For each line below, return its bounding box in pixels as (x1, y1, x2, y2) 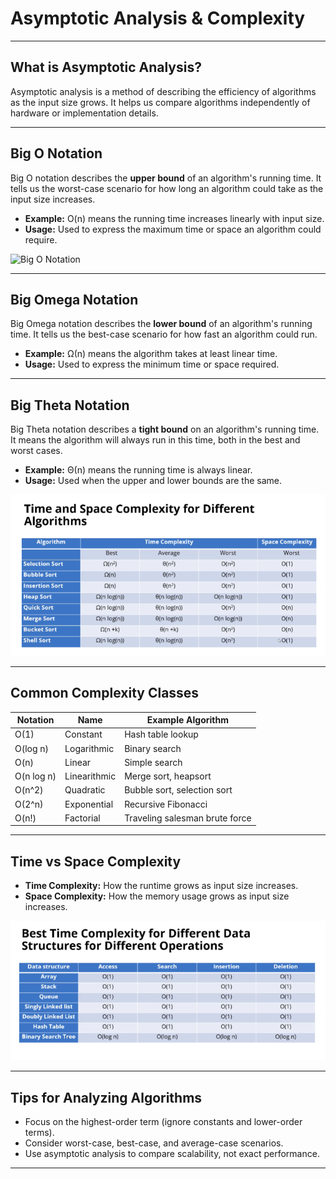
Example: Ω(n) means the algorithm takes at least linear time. (24, 348, 278, 360)
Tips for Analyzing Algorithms (10, 1089, 203, 1106)
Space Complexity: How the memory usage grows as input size (24, 890, 290, 902)
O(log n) (14, 742, 50, 754)
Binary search (124, 742, 182, 754)
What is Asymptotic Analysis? (10, 59, 202, 76)
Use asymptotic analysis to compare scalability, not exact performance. (24, 1148, 320, 1160)
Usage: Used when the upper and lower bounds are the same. (24, 475, 282, 487)
